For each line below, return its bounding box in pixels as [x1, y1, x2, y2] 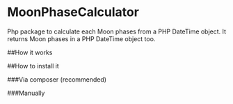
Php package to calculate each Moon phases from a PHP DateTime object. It [7, 27, 227, 36]
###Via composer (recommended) [7, 75, 106, 84]
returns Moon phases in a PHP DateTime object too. [7, 34, 156, 43]
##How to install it [7, 61, 59, 70]
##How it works [7, 48, 53, 57]
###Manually [7, 89, 45, 97]
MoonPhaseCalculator [7, 4, 139, 20]
